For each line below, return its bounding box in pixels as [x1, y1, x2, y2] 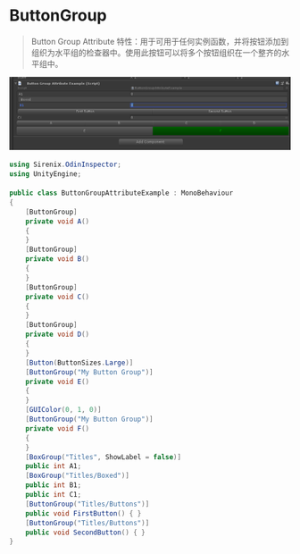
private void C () [25, 292, 90, 301]
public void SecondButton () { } [25, 528, 146, 537]
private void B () [25, 255, 90, 264]
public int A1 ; [25, 462, 82, 471]
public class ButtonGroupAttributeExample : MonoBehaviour [9, 189, 234, 197]
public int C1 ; [25, 491, 82, 499]
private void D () [25, 330, 90, 340]
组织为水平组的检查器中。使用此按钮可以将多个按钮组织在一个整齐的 [30, 46, 282, 58]
